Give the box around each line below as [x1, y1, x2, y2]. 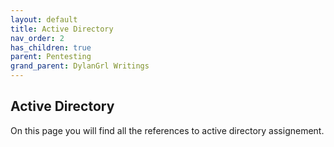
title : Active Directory [10, 24, 114, 34]
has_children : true [10, 42, 92, 53]
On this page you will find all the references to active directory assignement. [10, 124, 325, 136]
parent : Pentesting [10, 52, 92, 62]
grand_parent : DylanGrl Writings [10, 61, 150, 71]
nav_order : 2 [10, 33, 65, 43]
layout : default [10, 14, 78, 25]
